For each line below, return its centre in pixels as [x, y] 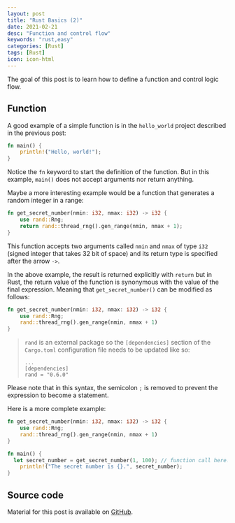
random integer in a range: [45, 201]
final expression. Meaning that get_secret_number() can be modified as [110, 289]
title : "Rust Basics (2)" [45, 20]
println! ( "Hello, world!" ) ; [60, 152]
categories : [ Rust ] [36, 46]
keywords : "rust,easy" [40, 40]
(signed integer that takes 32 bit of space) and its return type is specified [113, 253]
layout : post [26, 14]
